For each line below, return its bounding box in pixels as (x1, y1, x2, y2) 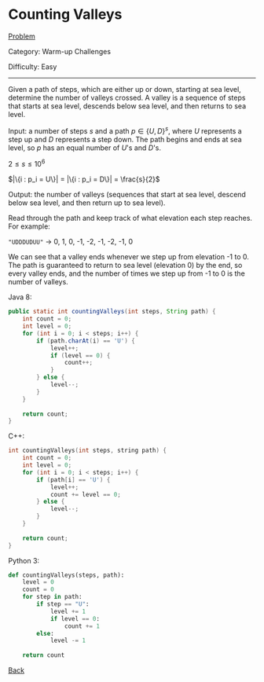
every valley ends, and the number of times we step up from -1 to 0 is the (8, 269, 245, 278)
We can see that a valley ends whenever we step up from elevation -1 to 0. (8, 252, 250, 262)
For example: (8, 222, 51, 231)
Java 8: (8, 292, 32, 302)
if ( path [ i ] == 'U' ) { (36, 475, 111, 484)
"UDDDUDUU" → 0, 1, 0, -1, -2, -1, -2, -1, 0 (8, 237, 134, 247)
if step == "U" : (36, 600, 90, 608)
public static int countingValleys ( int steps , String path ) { (8, 308, 216, 316)
